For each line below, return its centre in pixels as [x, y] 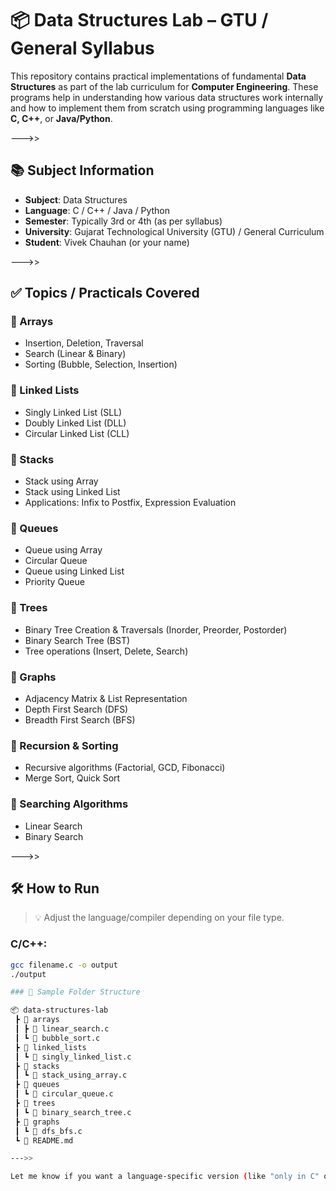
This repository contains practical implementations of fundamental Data [158, 76]
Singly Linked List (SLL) [73, 412]
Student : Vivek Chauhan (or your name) [107, 242]
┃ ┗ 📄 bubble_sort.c [57, 1038]
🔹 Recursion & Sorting [64, 745]
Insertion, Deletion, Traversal [84, 343]
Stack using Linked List [72, 492]
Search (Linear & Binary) [75, 354]
